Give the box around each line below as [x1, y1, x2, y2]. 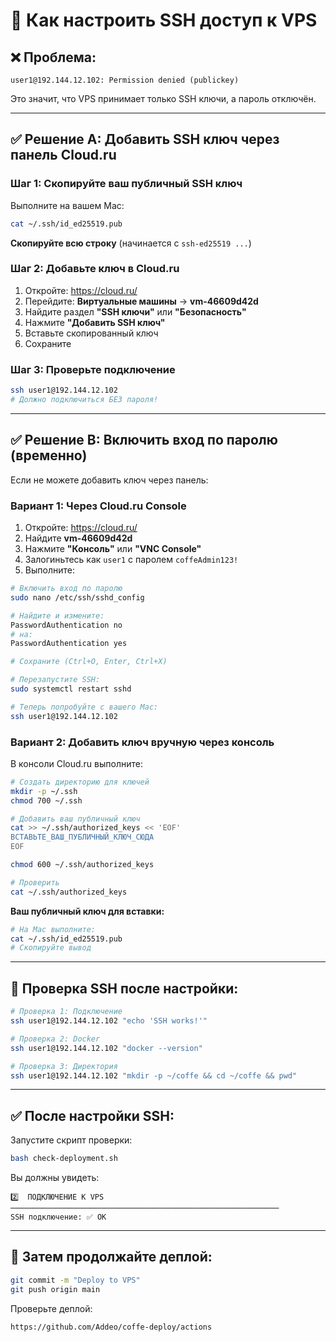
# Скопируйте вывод [10, 943, 92, 953]
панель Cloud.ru [10, 147, 117, 164]
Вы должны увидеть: [10, 1172, 100, 1184]
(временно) [10, 447, 88, 464]
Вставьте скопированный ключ [24, 327, 159, 339]
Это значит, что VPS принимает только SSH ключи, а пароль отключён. [10, 93, 317, 104]
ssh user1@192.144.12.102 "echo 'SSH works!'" [10, 1016, 208, 1026]
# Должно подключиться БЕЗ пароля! [10, 395, 159, 405]
